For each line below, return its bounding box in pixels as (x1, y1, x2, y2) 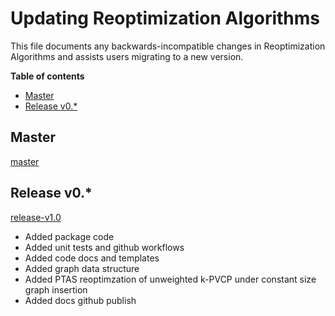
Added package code (24, 230, 115, 242)
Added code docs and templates (24, 252, 160, 264)
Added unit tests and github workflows (24, 241, 185, 253)
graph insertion (24, 283, 88, 296)
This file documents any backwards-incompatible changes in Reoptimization (10, 40, 326, 52)
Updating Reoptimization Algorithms (10, 7, 321, 30)
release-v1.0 (10, 211, 62, 223)
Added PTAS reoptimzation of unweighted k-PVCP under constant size (24, 273, 317, 285)
